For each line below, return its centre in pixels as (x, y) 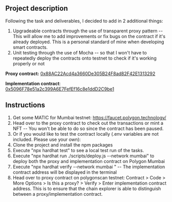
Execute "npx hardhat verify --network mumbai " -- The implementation (89, 167)
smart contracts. (30, 47)
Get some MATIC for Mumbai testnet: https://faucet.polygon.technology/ (89, 117)
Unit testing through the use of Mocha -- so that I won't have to (80, 52)
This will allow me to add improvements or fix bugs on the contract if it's (89, 36)
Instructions (25, 105)
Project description (37, 8)
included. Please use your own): (47, 139)
